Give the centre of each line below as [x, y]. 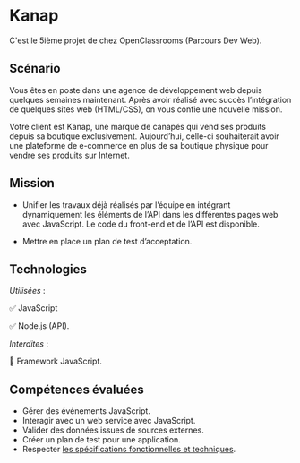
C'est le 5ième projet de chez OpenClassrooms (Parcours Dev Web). [136, 40]
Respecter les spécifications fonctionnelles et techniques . [129, 450]
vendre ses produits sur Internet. [69, 155]
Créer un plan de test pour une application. [101, 440]
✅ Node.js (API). [39, 326]
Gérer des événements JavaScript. [86, 411]
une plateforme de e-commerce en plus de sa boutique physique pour [139, 145]
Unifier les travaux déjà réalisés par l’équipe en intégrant [126, 205]
